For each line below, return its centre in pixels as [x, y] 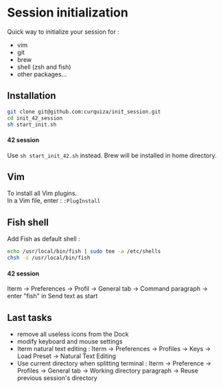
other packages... [42, 74]
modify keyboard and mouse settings [70, 341]
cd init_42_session [35, 118]
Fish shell [28, 222]
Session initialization [68, 13]
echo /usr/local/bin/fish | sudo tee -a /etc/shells [84, 252]
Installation [32, 96]
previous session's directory [57, 378]
